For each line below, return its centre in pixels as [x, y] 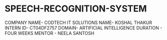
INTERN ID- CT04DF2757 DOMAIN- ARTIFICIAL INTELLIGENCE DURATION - [83, 27]
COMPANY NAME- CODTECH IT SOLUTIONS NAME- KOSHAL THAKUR [78, 22]
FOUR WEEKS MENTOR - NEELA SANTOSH [49, 33]
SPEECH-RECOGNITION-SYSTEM [76, 9]
